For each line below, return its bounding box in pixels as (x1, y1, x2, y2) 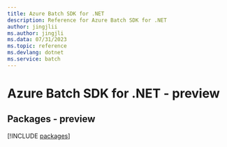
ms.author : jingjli (7, 29, 64, 37)
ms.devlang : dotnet (7, 49, 64, 56)
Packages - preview (7, 113, 96, 125)
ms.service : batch (7, 56, 61, 63)
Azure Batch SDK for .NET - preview (7, 85, 220, 101)
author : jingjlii (7, 23, 58, 30)
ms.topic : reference (7, 42, 68, 49)
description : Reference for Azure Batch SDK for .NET (7, 17, 168, 24)
